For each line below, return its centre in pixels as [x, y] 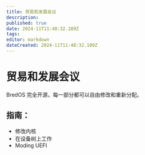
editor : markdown [28, 40]
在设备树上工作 [33, 138]
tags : [13, 34]
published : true [26, 23]
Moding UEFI [31, 145]
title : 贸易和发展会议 [31, 12]
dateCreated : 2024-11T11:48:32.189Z [52, 46]
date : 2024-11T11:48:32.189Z [43, 29]
